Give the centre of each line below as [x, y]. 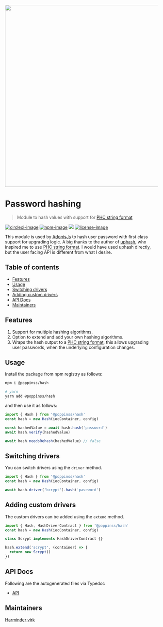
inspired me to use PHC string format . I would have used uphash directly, [78, 247]
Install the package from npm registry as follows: [54, 374]
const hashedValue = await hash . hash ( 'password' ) [56, 428]
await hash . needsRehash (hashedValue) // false [53, 441]
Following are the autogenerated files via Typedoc [55, 583]
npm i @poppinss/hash [27, 383]
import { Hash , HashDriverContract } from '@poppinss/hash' [67, 526]
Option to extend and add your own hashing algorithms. [68, 337]
